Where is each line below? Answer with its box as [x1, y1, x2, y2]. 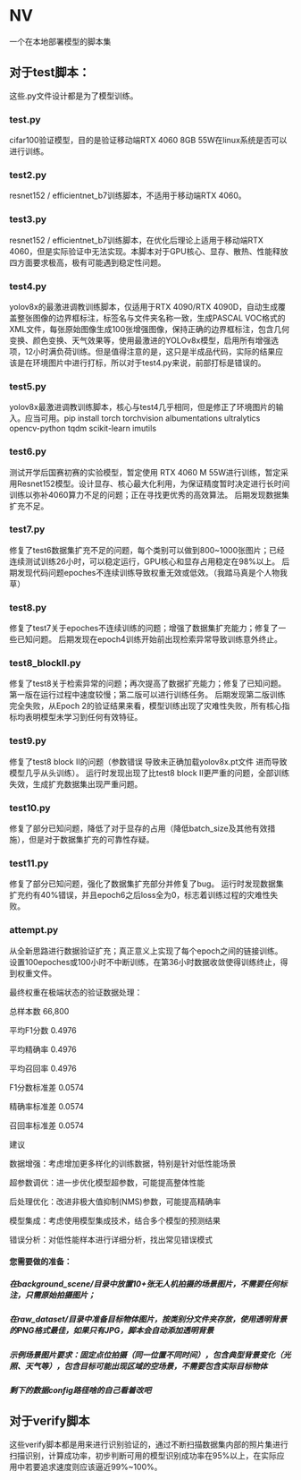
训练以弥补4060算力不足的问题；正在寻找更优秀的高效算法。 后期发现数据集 [9, 489, 290, 500]
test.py [9, 113, 42, 125]
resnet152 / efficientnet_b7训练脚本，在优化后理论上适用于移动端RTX [9, 235, 263, 245]
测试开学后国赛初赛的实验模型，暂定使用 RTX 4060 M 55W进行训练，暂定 [9, 466, 281, 477]
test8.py [9, 601, 47, 613]
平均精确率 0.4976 [9, 1044, 78, 1055]
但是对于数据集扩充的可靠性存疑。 [28, 834, 155, 845]
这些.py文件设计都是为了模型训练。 [9, 90, 138, 101]
